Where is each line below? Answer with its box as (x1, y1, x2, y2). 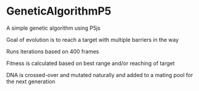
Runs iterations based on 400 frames (6, 47, 99, 55)
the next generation (6, 78, 56, 85)
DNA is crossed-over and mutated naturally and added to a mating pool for (6, 71, 193, 78)
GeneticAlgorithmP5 (6, 4, 112, 18)
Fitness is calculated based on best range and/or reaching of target (6, 59, 175, 67)
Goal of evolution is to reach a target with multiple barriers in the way (6, 36, 179, 43)
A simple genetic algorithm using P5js (6, 24, 101, 32)
